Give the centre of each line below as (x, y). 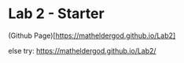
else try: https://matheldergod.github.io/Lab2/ (82, 50)
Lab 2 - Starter (56, 14)
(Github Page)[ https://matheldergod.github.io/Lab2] (92, 35)
